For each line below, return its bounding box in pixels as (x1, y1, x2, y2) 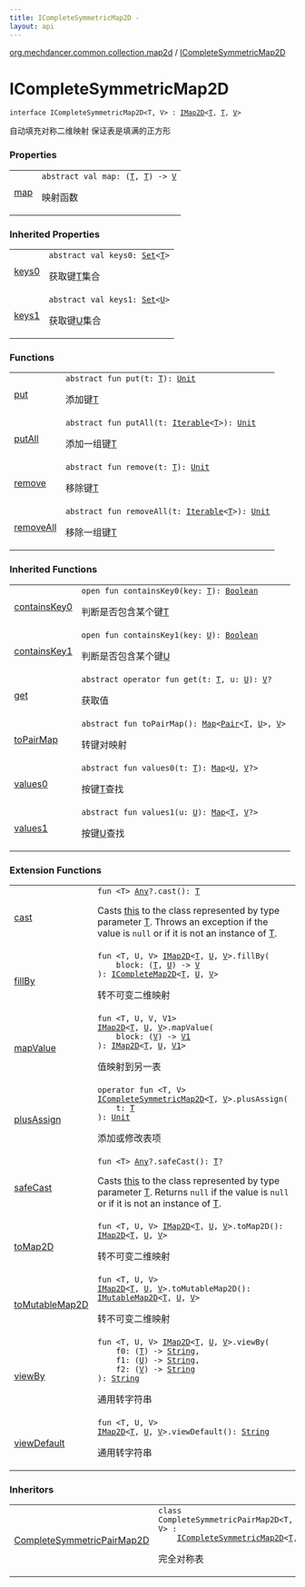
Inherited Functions (9, 563, 98, 576)
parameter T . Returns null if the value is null (97, 1185, 290, 1198)
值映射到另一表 (97, 1060, 162, 1073)
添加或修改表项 (97, 1132, 162, 1145)
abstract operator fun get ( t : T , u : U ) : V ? (81, 674, 272, 684)
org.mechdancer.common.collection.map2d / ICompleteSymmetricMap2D (9, 46, 286, 57)
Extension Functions (9, 864, 102, 877)
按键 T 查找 (81, 782, 124, 795)
